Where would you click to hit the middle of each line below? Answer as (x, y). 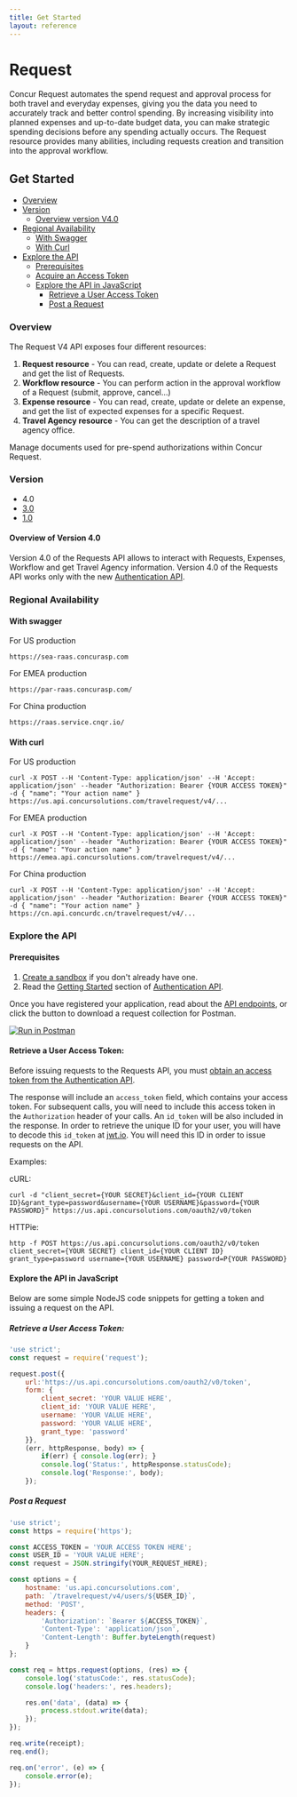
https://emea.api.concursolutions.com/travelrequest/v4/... (123, 858)
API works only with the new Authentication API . (97, 577)
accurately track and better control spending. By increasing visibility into (141, 113)
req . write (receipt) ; (47, 1744)
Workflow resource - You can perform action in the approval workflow (151, 382)
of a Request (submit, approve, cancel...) (96, 392)
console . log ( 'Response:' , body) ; (103, 1473)
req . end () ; (29, 1752)
